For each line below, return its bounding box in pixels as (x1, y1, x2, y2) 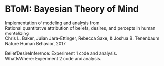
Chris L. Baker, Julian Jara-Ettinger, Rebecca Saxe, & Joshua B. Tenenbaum (5, 35, 160, 41)
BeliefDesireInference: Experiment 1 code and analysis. (5, 50, 117, 56)
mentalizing (5, 30, 29, 36)
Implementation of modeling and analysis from (5, 20, 100, 26)
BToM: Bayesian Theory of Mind (5, 3, 139, 15)
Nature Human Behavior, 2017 (5, 40, 66, 46)
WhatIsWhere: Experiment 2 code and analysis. (5, 55, 102, 61)
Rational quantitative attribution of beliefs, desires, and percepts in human (5, 25, 156, 31)
